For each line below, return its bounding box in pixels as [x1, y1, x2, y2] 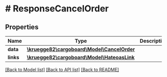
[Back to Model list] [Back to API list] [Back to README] [5, 67, 119, 73]
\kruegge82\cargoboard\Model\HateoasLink [26, 54, 135, 61]
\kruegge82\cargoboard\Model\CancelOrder [26, 46, 135, 53]
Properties [5, 23, 39, 31]
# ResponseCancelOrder [5, 3, 109, 14]
